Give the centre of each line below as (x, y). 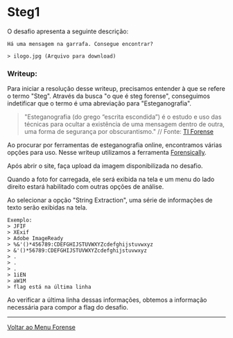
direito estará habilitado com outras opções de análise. (86, 187)
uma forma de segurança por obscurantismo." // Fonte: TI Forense (119, 132)
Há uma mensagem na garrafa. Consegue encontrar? (80, 44)
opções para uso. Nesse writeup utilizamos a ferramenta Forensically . (107, 153)
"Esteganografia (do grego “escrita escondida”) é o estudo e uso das (123, 117)
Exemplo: (20, 220)
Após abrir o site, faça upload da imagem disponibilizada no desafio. (105, 166)
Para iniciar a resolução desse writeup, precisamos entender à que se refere (116, 89)
